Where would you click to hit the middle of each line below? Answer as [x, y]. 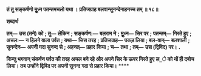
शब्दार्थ [12, 21]
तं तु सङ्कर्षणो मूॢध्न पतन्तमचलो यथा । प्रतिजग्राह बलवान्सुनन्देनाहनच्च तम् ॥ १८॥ [82, 9]
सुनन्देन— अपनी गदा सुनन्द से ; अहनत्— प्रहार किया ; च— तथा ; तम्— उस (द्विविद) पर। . [94, 47]
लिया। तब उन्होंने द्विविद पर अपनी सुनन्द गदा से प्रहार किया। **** [68, 66]
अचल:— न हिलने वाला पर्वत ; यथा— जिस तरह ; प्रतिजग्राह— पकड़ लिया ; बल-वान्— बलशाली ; [98, 40]
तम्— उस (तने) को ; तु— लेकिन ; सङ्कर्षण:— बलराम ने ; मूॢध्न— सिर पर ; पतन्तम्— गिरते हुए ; [99, 33]
